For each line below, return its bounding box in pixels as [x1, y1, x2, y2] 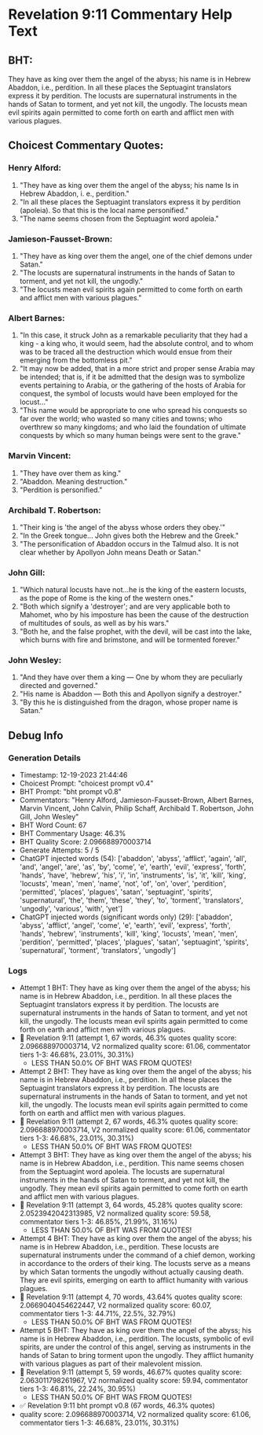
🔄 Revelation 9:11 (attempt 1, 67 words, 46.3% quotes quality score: [19, 1033, 237, 1043]
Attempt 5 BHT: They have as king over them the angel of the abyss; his [19, 1326, 252, 1335]
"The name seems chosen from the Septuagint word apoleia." [19, 214, 220, 223]
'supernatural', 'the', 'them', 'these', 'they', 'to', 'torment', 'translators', [19, 896, 243, 905]
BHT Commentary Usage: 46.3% [19, 829, 126, 838]
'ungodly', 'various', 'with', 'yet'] [19, 904, 123, 914]
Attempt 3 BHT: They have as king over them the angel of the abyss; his [19, 1150, 252, 1160]
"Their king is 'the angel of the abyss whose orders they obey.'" [19, 522, 226, 532]
